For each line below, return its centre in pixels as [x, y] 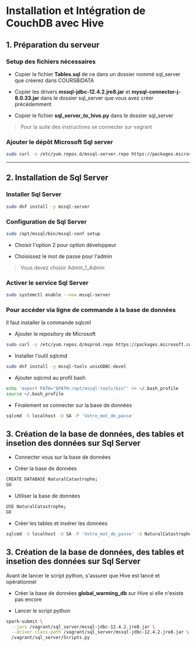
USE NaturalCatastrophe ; [36, 507]
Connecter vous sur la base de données [62, 457]
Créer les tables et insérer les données [61, 523]
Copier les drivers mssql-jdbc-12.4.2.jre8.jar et [72, 91]
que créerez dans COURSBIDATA [54, 80]
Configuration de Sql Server [46, 222]
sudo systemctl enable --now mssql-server [58, 295]
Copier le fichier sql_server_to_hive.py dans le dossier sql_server [94, 115]
